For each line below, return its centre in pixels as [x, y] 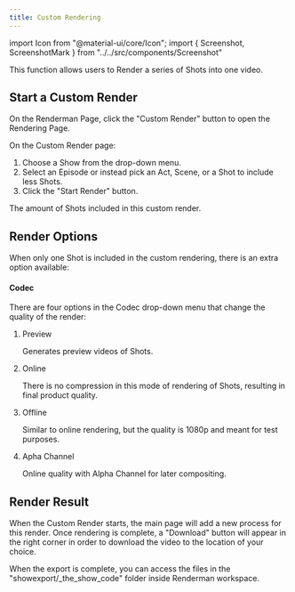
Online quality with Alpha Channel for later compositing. [124, 474]
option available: [39, 267]
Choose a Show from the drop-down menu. [102, 163]
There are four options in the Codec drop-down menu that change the [137, 307]
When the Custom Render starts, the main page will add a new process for [145, 523]
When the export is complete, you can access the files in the [120, 569]
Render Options [53, 236]
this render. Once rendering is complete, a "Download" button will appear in [148, 533]
